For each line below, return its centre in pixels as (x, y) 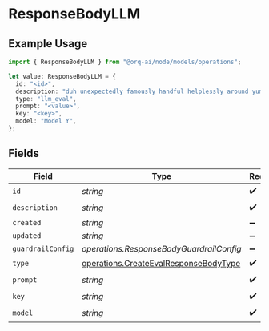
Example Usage (48, 44)
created (27, 222)
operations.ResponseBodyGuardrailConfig (161, 248)
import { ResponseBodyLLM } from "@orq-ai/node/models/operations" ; (125, 62)
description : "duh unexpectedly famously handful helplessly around (132, 91)
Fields (24, 153)
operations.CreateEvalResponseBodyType (161, 264)
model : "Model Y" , (46, 121)
